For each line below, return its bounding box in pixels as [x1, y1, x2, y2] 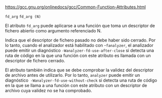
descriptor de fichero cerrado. [5, 58, 65, 63]
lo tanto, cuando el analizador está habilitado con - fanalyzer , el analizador [5, 42, 154, 48]
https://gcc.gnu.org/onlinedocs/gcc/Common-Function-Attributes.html [5, 4, 146, 10]
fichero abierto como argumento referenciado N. [5, 28, 102, 33]
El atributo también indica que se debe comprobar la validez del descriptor [5, 67, 154, 73]
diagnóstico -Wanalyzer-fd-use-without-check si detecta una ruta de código [5, 77, 157, 83]
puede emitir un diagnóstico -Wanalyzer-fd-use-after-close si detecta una [5, 48, 154, 53]
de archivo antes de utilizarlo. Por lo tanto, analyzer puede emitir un [5, 72, 140, 78]
